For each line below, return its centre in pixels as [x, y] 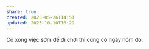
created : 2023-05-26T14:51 [40, 17]
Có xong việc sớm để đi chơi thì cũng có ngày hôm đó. [75, 40]
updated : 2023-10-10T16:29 [40, 23]
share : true [21, 12]
